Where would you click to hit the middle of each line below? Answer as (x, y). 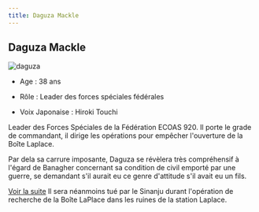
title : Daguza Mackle (44, 15)
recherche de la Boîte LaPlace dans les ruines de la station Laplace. (118, 200)
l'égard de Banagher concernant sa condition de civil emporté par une (122, 168)
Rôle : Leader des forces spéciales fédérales (92, 97)
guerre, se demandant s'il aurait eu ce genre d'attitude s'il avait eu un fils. (128, 176)
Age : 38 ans (40, 82)
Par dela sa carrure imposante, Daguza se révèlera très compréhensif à (124, 159)
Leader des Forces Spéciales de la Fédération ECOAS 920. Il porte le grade (130, 128)
